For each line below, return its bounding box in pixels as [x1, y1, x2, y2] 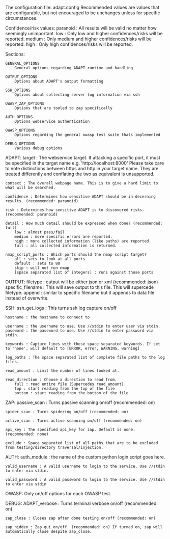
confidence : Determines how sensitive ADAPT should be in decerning [5, 194, 156, 199]
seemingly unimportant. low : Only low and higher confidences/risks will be [5, 31, 163, 36]
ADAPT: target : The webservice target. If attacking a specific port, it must [5, 155, 160, 160]
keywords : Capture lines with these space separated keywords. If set [5, 341, 160, 346]
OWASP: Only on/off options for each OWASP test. [5, 491, 111, 496]
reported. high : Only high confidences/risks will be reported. [5, 41, 133, 47]
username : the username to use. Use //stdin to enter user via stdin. [5, 324, 160, 329]
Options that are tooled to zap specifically [14, 105, 113, 111]
